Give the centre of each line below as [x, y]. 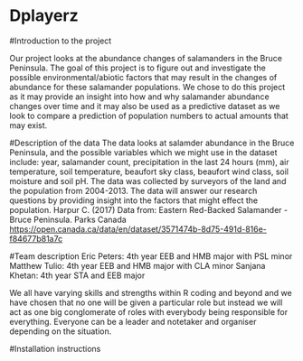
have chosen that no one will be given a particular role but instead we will [146, 302]
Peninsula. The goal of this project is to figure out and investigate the [138, 68]
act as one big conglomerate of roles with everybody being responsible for [148, 311]
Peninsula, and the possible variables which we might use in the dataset [143, 152]
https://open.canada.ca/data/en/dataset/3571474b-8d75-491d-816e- [138, 229]
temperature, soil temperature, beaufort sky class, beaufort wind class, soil [149, 171]
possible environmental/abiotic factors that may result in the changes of [143, 77]
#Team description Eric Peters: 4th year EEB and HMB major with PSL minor [151, 256]
